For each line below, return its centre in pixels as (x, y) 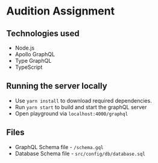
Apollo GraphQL (35, 54)
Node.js (25, 48)
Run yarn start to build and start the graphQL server (81, 107)
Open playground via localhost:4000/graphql (71, 113)
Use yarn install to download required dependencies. (83, 100)
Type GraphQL (33, 61)
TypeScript (29, 67)
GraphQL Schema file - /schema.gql (59, 147)
